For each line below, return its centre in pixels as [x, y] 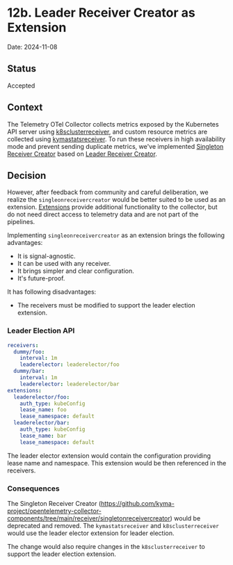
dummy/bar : [29, 371]
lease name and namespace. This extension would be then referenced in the [117, 463]
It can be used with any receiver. [64, 264]
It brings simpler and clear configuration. [75, 271]
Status [22, 69]
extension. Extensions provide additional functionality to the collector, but [112, 207]
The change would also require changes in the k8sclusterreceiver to [106, 546]
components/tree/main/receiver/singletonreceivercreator [89, 518]
